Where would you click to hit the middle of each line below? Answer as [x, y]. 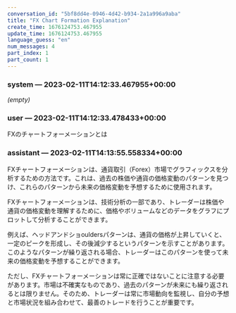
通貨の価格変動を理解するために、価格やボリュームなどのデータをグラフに [115, 210]
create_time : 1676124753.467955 [55, 27]
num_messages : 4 [31, 47]
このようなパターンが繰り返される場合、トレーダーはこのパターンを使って [115, 252]
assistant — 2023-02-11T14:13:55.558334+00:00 [95, 153]
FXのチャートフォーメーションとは [57, 134]
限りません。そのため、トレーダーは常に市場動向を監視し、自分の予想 [128, 293]
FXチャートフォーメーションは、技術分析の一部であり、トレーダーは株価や [116, 202]
